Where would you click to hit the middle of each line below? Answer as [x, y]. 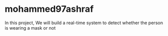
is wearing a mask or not [30, 28]
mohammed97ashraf [49, 9]
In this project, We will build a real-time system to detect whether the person [84, 23]
